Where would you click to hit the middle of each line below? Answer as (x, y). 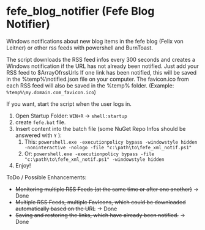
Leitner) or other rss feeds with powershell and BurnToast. (80, 48)
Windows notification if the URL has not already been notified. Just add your (102, 66)
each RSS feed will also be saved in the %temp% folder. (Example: (90, 85)
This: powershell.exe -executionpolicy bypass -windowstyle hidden (111, 141)
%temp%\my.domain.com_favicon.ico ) (51, 92)
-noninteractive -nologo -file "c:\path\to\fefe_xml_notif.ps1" (108, 147)
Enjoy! (23, 165)
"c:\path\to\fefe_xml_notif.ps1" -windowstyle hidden (94, 159)
